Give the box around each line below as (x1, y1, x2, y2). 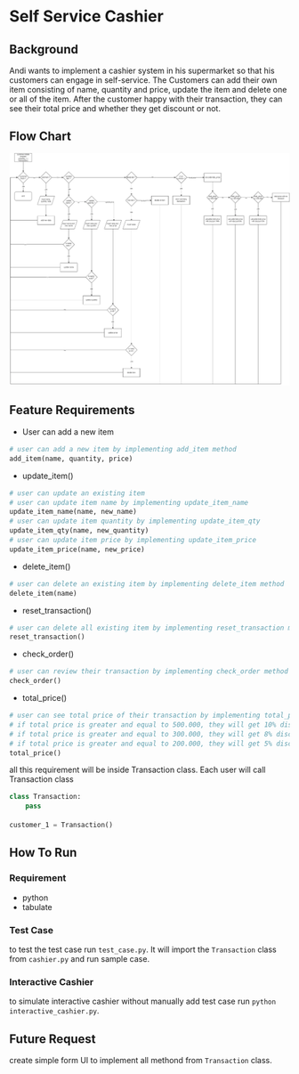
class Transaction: (9, 793, 82, 801)
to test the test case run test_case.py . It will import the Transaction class (9, 944, 278, 955)
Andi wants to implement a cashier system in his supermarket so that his (9, 65, 275, 76)
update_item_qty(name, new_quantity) (9, 526, 149, 535)
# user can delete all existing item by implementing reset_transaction (9, 623, 285, 632)
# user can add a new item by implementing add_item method (9, 444, 238, 453)
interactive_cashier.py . (9, 1005, 100, 1016)
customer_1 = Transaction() (9, 821, 114, 830)
